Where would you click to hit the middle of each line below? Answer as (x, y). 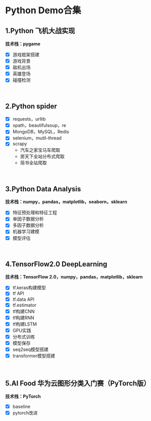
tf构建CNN (23, 311)
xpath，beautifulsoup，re (39, 125)
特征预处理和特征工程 (35, 213)
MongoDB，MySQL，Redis (41, 132)
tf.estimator (24, 305)
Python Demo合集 (43, 10)
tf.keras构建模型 (29, 288)
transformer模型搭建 (34, 356)
